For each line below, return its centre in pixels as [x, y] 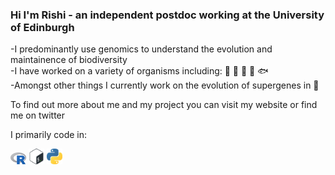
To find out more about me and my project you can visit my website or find [164, 105]
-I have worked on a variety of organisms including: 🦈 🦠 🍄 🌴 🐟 [139, 71]
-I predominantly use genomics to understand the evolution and [141, 49]
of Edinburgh [42, 27]
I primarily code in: [49, 135]
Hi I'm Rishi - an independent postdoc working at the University [167, 15]
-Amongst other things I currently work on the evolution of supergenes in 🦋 [165, 85]
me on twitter [38, 115]
